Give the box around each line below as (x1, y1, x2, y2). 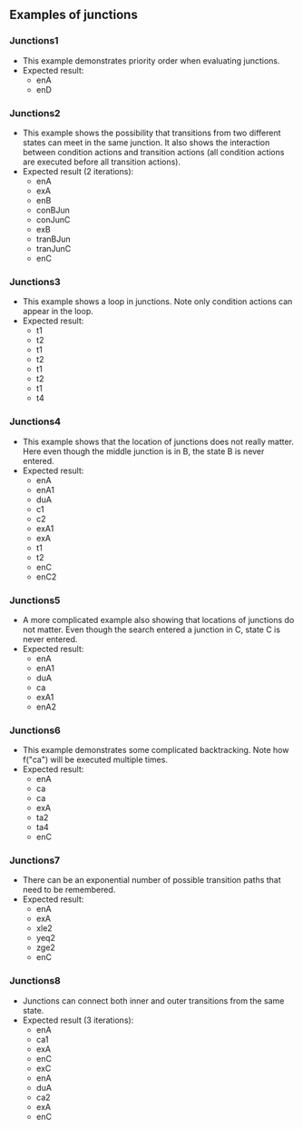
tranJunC (35, 243, 72, 253)
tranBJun (35, 233, 71, 244)
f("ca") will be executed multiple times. (22, 754, 168, 766)
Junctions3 (9, 275, 61, 288)
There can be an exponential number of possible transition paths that (22, 875, 281, 886)
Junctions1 (9, 35, 59, 47)
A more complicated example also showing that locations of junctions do (22, 614, 295, 625)
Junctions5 (9, 594, 61, 607)
